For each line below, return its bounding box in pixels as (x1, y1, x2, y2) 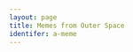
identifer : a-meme (9, 29, 77, 38)
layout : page (9, 12, 58, 22)
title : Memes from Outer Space (9, 21, 125, 30)
